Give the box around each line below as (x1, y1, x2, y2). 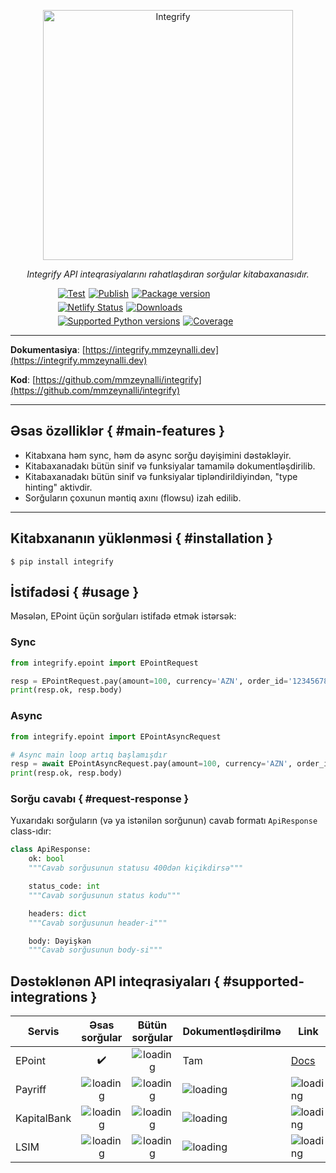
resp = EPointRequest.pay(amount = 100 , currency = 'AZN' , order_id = (10, 676, 288, 686)
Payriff (15, 1083, 47, 1097)
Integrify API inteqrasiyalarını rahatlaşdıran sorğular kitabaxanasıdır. (26, 268, 310, 280)
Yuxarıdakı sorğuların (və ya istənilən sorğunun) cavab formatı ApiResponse (10, 815, 318, 827)
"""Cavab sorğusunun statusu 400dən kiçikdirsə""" (28, 863, 244, 874)
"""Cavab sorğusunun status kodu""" (28, 890, 182, 900)
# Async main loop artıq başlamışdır (10, 750, 168, 760)
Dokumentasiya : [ (10, 344, 86, 355)
